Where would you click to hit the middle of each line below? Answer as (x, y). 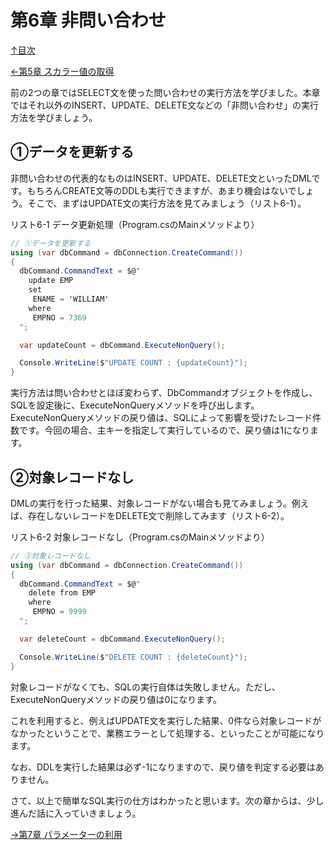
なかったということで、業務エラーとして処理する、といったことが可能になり (167, 733)
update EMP (51, 281)
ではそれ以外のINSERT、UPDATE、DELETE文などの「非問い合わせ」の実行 (164, 105)
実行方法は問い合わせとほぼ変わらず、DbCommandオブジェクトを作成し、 (164, 393)
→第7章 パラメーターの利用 (66, 834)
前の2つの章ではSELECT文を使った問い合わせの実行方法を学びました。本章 (165, 92)
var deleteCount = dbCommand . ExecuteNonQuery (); (122, 639)
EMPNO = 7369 (59, 317)
